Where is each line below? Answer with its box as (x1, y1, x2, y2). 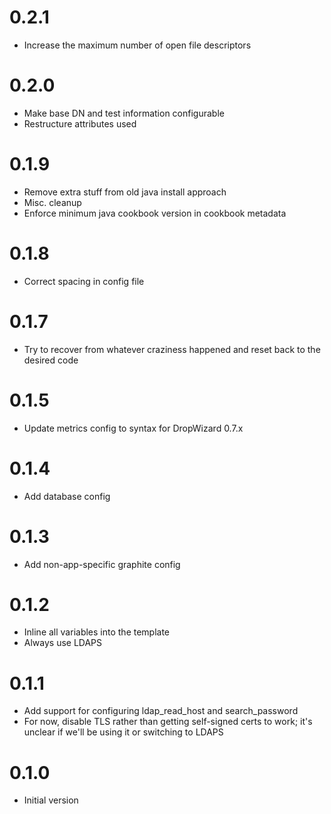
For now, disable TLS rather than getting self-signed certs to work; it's (23, 716, 313, 728)
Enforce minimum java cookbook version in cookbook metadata (23, 207, 287, 219)
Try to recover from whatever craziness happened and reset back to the (23, 343, 321, 355)
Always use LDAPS (23, 637, 103, 649)
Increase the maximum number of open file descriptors (23, 39, 252, 51)
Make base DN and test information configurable (23, 107, 225, 119)
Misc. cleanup (23, 196, 82, 208)
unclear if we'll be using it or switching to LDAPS (23, 726, 224, 738)
